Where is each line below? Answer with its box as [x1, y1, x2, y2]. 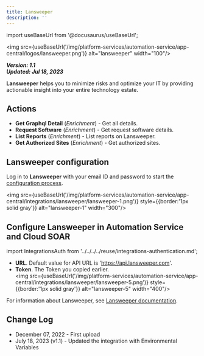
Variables [15, 343, 39, 351]
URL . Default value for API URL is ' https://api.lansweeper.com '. [15, 259, 172, 267]
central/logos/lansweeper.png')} [6, 49, 88, 57]
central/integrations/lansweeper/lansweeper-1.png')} [6, 198, 139, 205]
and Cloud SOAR [6, 231, 71, 242]
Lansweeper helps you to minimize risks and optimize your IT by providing [6, 80, 194, 87]
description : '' [6, 15, 47, 21]
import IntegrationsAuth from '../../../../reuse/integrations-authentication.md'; [6, 247, 198, 254]
